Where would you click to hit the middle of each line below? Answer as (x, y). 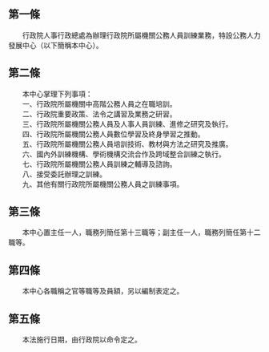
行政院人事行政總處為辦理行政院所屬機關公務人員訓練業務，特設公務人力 (141, 35)
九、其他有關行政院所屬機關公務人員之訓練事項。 (103, 184)
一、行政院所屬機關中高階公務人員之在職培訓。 (99, 103)
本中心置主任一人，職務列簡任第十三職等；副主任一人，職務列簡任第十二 (141, 233)
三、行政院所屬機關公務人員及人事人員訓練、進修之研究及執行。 (127, 123)
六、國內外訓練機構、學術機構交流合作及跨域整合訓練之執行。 (124, 154)
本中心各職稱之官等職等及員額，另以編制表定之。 (103, 291)
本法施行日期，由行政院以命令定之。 (82, 340)
